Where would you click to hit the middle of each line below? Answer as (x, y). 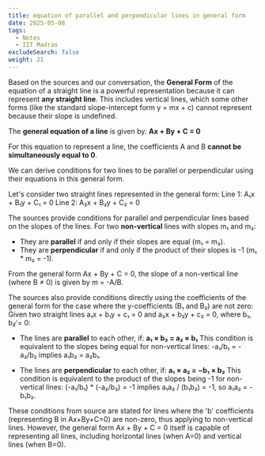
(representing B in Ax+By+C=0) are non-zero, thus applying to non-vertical (131, 419)
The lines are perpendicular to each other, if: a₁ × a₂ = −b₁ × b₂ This (130, 370)
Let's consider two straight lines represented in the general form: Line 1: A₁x (132, 194)
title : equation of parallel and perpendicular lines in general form (127, 15)
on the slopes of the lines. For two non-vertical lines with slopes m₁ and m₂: (132, 226)
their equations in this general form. (66, 178)
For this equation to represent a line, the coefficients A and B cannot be (125, 146)
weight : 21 (26, 60)
